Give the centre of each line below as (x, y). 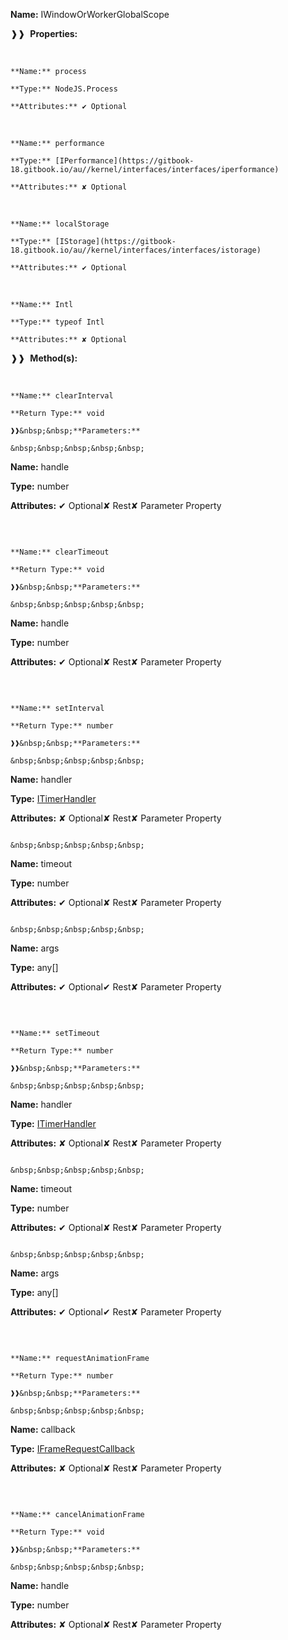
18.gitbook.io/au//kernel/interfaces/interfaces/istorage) (136, 250)
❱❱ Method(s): (44, 358)
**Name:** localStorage (60, 224)
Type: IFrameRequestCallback (72, 1448)
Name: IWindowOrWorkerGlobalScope (90, 14)
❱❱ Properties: (44, 33)
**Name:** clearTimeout (60, 552)
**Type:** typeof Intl (57, 322)
